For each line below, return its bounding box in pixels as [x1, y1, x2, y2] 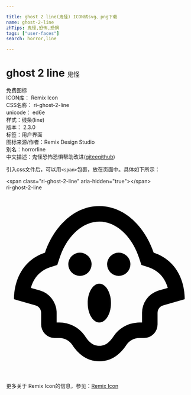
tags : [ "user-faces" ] [6, 30, 60, 36]
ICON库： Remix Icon [6, 94, 58, 101]
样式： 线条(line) [6, 116, 45, 124]
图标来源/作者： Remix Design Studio [6, 138, 95, 145]
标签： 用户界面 [6, 131, 43, 138]
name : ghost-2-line [6, 19, 54, 25]
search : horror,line [6, 36, 57, 42]
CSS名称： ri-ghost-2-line [6, 102, 70, 109]
